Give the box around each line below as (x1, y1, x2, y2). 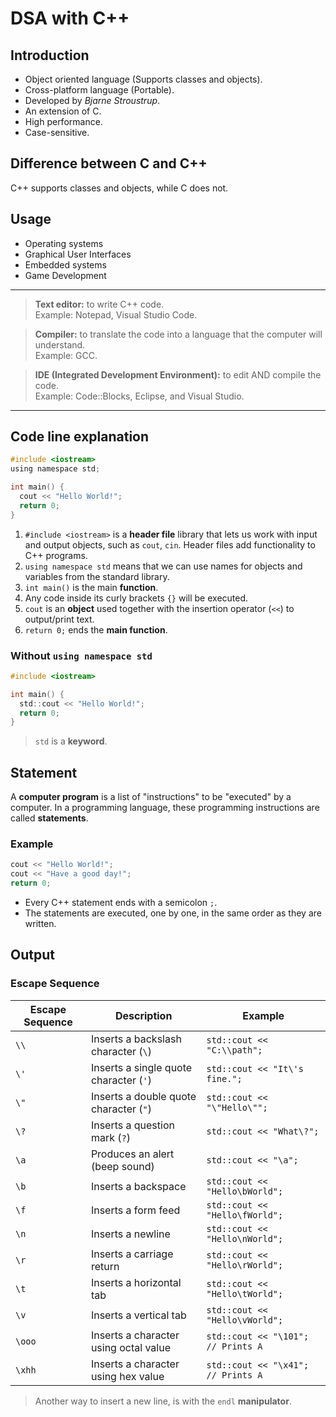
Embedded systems (24, 258, 107, 271)
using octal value (90, 1340, 171, 1354)
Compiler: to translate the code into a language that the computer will (34, 328, 323, 340)
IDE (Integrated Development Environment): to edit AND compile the (34, 368, 322, 381)
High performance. (24, 116, 103, 127)
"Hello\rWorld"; (206, 1259, 284, 1271)
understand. (34, 338, 86, 351)
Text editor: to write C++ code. (34, 298, 165, 310)
